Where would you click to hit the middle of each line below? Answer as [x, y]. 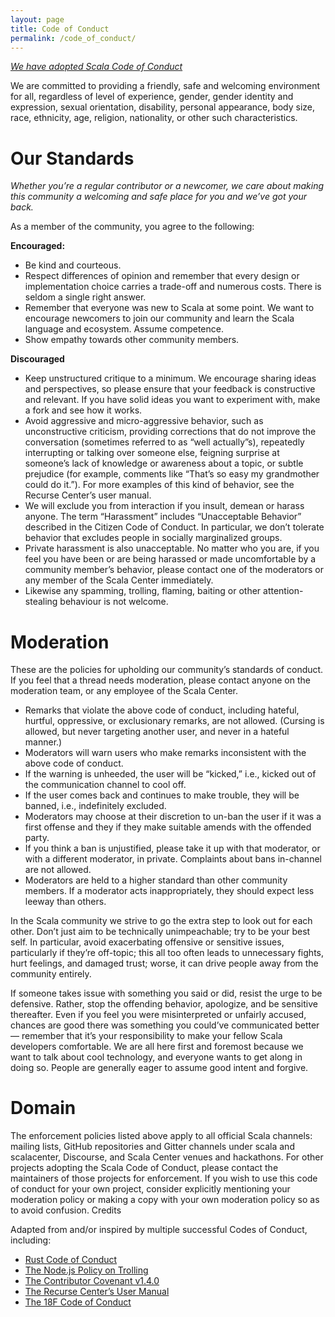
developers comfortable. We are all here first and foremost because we [157, 1047]
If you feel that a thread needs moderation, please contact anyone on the [160, 680]
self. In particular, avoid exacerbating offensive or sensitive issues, [147, 942]
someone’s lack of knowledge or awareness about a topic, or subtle [164, 463]
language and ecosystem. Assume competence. [124, 329]
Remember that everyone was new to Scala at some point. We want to [169, 308]
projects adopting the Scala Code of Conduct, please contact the [144, 1168]
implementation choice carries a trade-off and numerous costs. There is [173, 287]
